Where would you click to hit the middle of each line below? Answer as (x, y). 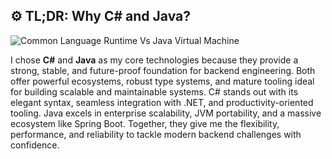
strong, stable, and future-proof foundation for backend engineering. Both (163, 70)
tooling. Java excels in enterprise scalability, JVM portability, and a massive (166, 113)
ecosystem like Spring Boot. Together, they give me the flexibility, (145, 123)
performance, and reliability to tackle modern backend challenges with (156, 134)
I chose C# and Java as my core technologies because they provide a (154, 60)
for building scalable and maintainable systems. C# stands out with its (154, 91)
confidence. (35, 145)
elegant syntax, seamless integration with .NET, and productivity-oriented (162, 102)
